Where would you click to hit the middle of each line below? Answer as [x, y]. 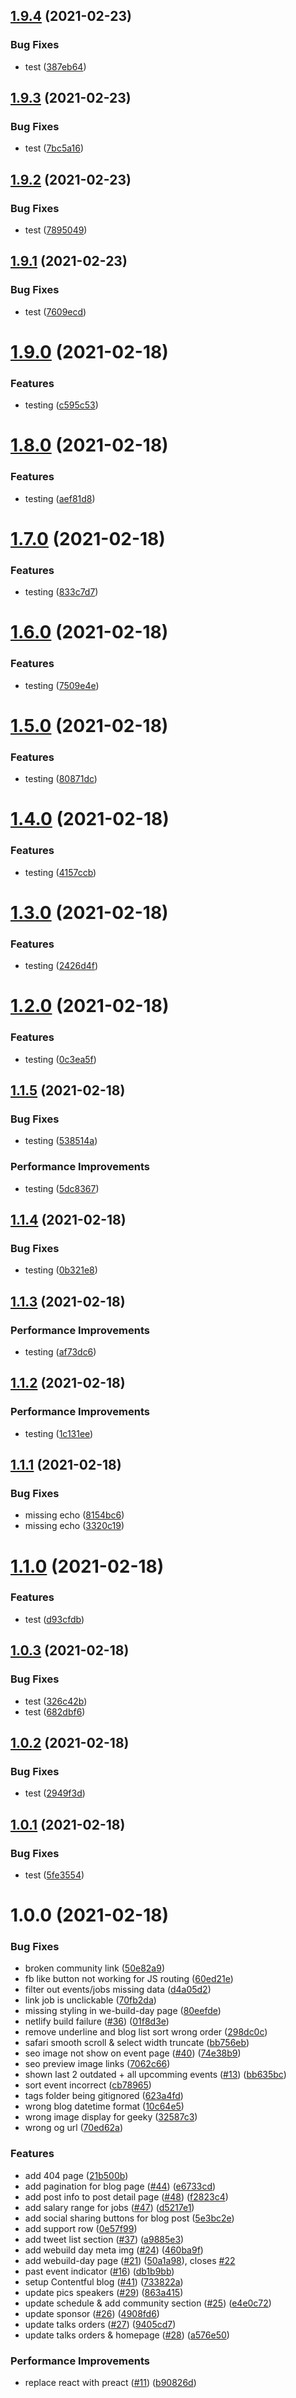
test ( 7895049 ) [56, 230]
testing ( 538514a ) [61, 1141]
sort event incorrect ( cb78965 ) [88, 2085]
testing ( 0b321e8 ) [61, 1270]
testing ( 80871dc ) [61, 779]
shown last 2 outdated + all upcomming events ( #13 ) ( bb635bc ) [155, 2075]
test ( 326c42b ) [56, 1701]
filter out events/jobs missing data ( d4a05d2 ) [118, 1990]
